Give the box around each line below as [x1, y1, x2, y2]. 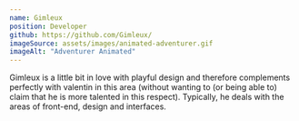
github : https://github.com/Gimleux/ [9, 30, 153, 39]
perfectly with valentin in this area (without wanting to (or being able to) [9, 82, 277, 93]
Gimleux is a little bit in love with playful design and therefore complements [9, 72, 291, 83]
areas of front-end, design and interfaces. [9, 101, 166, 112]
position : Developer [9, 22, 88, 31]
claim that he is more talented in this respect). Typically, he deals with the [9, 92, 284, 103]
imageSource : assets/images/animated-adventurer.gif [9, 38, 214, 48]
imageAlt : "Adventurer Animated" [9, 47, 136, 56]
